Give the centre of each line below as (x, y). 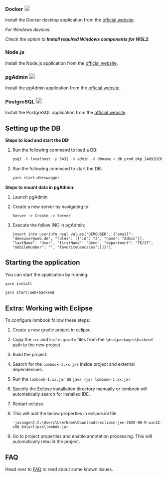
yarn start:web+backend (30, 293)
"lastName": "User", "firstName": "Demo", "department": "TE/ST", (83, 243)
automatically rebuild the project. (46, 442)
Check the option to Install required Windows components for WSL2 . (78, 39)
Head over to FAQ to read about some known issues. (59, 469)
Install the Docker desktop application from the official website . (70, 20)
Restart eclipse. (28, 404)
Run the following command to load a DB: (55, 150)
